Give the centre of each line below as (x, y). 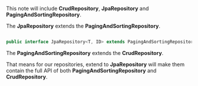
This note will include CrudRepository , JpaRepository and (77, 8)
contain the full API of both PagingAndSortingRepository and (81, 70)
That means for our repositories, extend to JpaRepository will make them (95, 64)
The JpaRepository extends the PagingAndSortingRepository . (83, 26)
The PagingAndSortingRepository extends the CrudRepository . (85, 53)
